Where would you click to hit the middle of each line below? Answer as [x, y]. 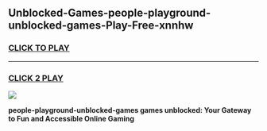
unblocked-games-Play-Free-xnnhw [101, 26]
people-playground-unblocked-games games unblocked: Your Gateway [130, 110]
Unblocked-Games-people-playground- [110, 13]
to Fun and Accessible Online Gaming [72, 118]
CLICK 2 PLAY [36, 78]
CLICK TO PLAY [39, 48]
